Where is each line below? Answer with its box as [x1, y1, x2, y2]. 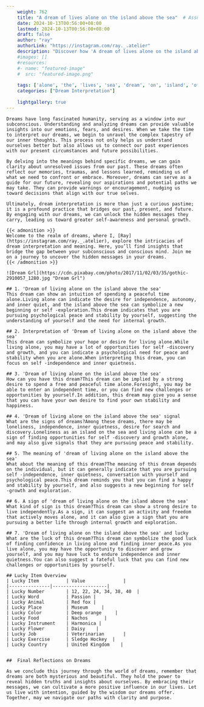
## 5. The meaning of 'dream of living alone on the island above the [6, 450, 189, 456]
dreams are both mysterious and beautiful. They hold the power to [6, 673, 181, 680]
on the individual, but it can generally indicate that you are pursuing [6, 466, 197, 472]
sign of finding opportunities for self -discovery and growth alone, [6, 435, 189, 441]
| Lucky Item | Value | [6, 578, 126, 584]
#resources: [17, 59, 47, 66]
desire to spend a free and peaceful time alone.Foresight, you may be [6, 381, 191, 387]
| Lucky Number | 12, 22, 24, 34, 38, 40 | [6, 588, 140, 595]
